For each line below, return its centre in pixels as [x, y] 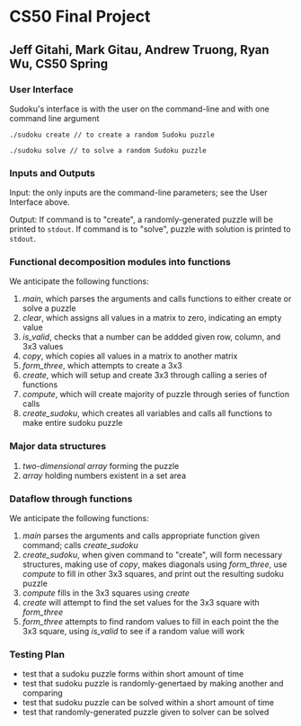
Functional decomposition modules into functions [120, 262]
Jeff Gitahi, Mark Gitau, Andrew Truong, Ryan [139, 50]
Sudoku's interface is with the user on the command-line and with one [139, 109]
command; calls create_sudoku [80, 545]
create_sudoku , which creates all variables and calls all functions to [147, 413]
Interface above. [40, 202]
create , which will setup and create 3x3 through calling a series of [145, 376]
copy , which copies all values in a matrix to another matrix [130, 356]
